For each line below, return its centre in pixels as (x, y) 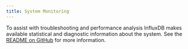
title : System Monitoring (37, 11)
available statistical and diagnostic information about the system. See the (94, 34)
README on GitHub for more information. (56, 40)
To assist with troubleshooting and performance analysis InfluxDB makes (94, 28)
